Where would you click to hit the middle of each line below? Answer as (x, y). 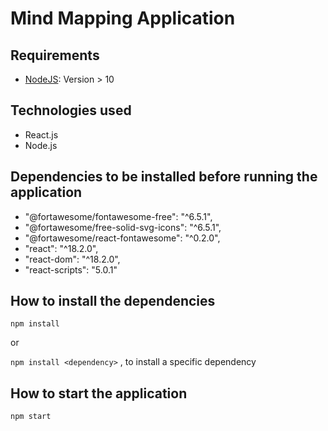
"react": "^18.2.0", (61, 248)
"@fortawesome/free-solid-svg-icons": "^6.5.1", (123, 227)
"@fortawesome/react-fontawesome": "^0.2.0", (122, 238)
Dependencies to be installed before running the (164, 177)
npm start (31, 417)
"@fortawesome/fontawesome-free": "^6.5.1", (118, 216)
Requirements (55, 55)
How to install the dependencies (113, 301)
